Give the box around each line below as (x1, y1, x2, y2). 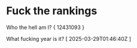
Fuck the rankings (6, 4, 98, 18)
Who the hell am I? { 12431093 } (6, 24, 85, 31)
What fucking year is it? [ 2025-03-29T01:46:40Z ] (6, 35, 132, 42)
